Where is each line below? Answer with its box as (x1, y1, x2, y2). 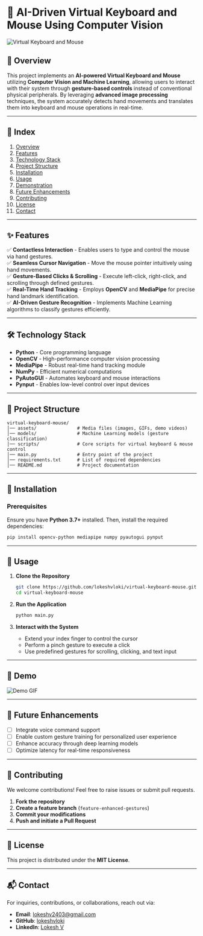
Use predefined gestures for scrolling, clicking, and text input (24, 648, 177, 655)
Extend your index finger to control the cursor (24, 635, 138, 642)
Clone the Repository (15, 573, 70, 580)
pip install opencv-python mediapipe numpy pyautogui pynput (7, 534, 164, 540)
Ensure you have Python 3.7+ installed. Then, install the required (7, 516, 168, 523)
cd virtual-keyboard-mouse (15, 590, 84, 596)
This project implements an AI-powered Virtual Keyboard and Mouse (7, 72, 181, 79)
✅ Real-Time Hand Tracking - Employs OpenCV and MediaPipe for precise (7, 286, 195, 293)
